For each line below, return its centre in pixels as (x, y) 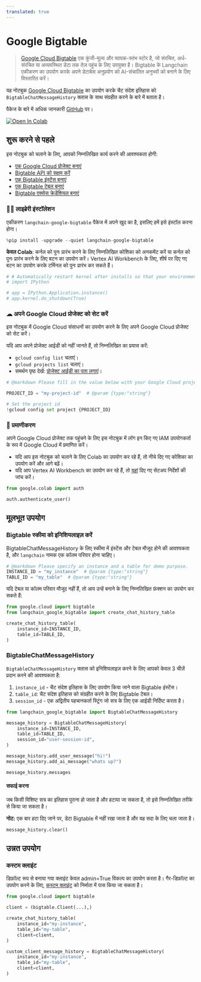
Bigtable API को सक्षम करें (42, 173)
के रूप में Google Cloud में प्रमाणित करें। (47, 445)
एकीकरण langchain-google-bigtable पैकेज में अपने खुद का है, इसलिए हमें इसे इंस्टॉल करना (99, 222)
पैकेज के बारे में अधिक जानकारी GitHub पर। (50, 109)
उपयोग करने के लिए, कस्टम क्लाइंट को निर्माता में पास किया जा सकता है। (75, 885)
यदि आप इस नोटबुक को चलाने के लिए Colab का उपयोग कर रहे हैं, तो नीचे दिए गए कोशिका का (104, 457)
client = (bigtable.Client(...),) (49, 908)
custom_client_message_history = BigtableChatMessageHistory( (85, 951)
